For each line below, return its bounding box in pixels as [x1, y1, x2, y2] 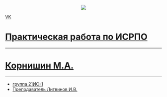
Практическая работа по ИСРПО [5, 31, 148, 43]
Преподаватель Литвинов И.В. [12, 86, 78, 92]
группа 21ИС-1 [12, 81, 43, 87]
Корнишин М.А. [5, 60, 74, 71]
